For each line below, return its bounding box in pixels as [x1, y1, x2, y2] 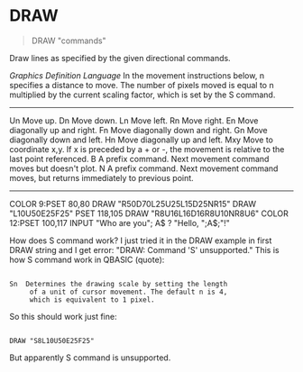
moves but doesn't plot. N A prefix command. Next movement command [9, 163, 279, 174]
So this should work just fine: [9, 311, 117, 322]
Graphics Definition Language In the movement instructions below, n [9, 69, 264, 81]
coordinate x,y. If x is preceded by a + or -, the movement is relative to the [9, 143, 285, 154]
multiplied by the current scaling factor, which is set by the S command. [9, 89, 276, 100]
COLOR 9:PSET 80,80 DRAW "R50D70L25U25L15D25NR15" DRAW [9, 198, 257, 209]
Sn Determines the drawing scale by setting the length [9, 279, 228, 288]
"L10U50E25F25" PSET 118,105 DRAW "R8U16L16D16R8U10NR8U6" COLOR [9, 208, 289, 219]
